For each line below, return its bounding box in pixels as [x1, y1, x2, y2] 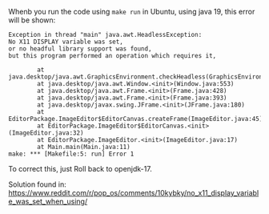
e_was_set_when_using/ [8, 196, 88, 206]
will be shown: [8, 15, 56, 25]
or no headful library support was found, [8, 45, 152, 53]
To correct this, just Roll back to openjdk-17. [8, 164, 152, 173]
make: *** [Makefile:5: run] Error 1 [8, 150, 134, 158]
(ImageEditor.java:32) [8, 129, 84, 137]
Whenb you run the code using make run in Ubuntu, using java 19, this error [8, 7, 255, 16]
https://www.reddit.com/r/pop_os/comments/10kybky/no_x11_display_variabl [8, 188, 259, 197]
